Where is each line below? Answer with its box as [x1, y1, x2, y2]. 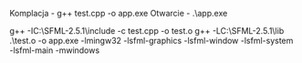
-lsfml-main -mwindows [9, 45, 100, 56]
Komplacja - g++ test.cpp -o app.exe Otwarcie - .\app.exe [9, 8, 228, 18]
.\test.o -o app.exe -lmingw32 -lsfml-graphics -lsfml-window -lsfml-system [9, 36, 294, 46]
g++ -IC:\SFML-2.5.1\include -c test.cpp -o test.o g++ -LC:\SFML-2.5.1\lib [9, 26, 285, 36]
